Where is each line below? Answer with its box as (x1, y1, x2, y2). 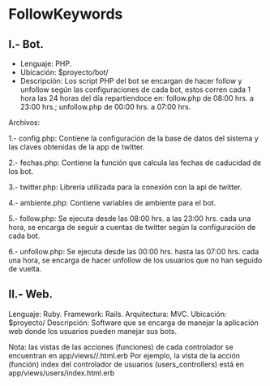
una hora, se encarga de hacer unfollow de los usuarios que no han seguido (8, 255, 263, 265)
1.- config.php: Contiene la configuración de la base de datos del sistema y (8, 133, 259, 143)
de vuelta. (8, 264, 42, 273)
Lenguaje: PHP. (19, 59, 72, 68)
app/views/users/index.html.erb (8, 367, 115, 378)
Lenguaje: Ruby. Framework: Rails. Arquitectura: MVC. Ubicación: (8, 309, 227, 319)
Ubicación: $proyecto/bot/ (19, 67, 109, 77)
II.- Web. (8, 288, 54, 301)
